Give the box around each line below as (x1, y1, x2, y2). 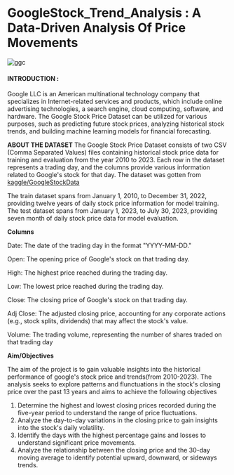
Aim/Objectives (7, 351, 54, 360)
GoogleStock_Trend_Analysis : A (7, 5, 202, 21)
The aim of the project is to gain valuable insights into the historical (7, 365, 201, 374)
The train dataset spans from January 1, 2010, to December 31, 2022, (7, 192, 207, 200)
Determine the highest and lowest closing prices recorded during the (17, 401, 216, 410)
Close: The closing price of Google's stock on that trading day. (7, 296, 188, 304)
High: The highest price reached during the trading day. (7, 268, 168, 277)
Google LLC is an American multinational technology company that (7, 90, 200, 98)
